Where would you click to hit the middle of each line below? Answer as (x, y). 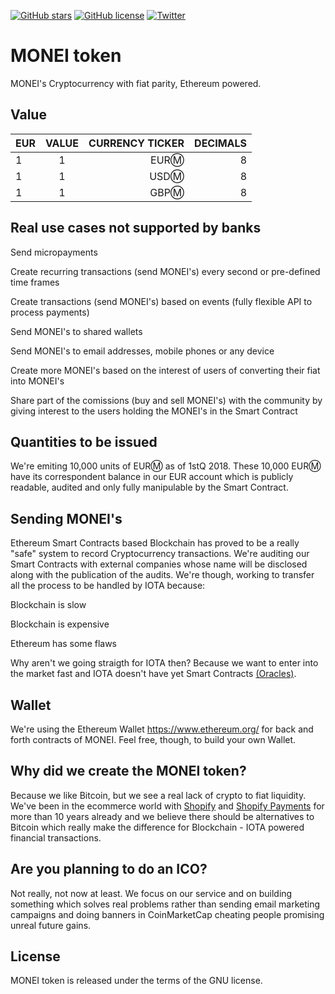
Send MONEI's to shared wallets (76, 331)
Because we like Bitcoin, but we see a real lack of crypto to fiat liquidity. (158, 795)
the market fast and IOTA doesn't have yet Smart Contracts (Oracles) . (153, 674)
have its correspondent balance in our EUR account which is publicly (152, 477)
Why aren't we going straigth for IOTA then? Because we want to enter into (164, 663)
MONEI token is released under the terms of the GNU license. (136, 981)
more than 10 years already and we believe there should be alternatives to (162, 816)
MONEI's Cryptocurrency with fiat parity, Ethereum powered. (136, 83)
